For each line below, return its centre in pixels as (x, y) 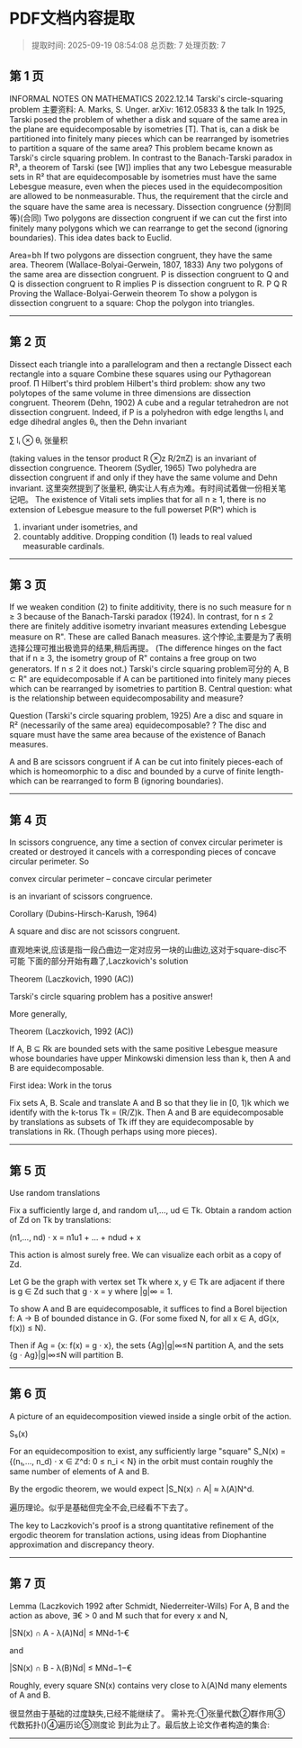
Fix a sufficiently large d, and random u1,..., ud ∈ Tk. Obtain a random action (151, 1210)
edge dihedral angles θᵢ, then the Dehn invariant (98, 421)
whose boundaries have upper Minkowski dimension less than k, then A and (150, 1058)
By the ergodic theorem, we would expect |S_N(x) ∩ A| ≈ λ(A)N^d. (132, 1489)
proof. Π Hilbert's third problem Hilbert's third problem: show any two (138, 383)
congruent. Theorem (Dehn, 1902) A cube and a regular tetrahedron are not (149, 403)
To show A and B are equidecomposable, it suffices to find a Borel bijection (148, 1309)
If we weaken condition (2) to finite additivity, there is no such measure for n (151, 607)
